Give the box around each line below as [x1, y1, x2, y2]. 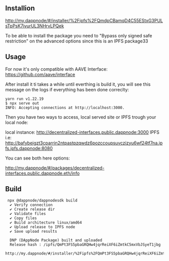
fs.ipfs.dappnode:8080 [5, 145, 53, 151]
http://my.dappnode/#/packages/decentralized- [5, 165, 105, 171]
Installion [5, 4, 35, 13]
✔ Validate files [10, 212, 46, 217]
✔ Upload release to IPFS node [10, 225, 75, 230]
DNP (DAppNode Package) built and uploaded [10, 238, 102, 243]
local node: [5, 119, 29, 125]
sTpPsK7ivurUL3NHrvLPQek [5, 23, 64, 29]
